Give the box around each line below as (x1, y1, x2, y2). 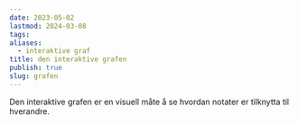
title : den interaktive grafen (9, 55, 127, 64)
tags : (9, 30, 30, 39)
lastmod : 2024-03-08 (9, 22, 88, 31)
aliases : (9, 38, 42, 48)
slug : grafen (9, 72, 59, 81)
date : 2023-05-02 (9, 13, 75, 22)
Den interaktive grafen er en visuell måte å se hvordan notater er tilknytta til (9, 96, 290, 107)
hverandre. (9, 105, 51, 117)
